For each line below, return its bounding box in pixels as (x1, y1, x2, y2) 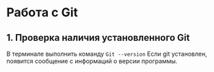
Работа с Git (6, 5, 79, 20)
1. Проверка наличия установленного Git (6, 32, 190, 43)
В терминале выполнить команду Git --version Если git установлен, (6, 50, 208, 58)
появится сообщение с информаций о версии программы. (6, 57, 178, 65)
